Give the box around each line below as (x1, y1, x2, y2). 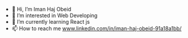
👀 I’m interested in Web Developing (11, 12, 98, 19)
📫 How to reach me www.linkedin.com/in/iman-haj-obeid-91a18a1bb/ (11, 25, 182, 32)
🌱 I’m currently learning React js (11, 18, 90, 25)
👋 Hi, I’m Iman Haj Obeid (11, 6, 72, 12)
